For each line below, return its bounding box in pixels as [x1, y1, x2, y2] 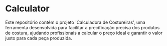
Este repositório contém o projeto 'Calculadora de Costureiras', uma [5, 19, 145, 25]
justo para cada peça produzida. [5, 35, 72, 41]
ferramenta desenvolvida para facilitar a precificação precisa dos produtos [5, 24, 160, 30]
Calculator [5, 3, 50, 14]
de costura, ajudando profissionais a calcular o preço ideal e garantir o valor [5, 30, 163, 36]
